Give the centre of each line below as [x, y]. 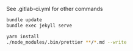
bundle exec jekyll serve [39, 25]
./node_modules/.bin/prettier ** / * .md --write [66, 42]
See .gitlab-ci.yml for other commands [55, 9]
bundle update [24, 20]
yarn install [23, 36]
